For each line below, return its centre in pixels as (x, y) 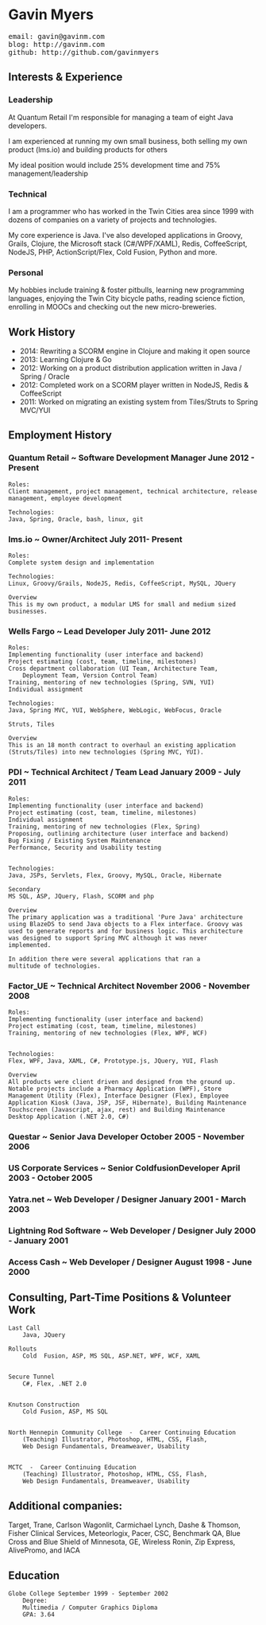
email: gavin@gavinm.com (56, 36)
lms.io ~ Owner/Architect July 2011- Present (95, 539)
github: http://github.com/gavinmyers (84, 52)
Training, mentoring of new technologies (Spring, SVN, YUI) (112, 683)
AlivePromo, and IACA (44, 1550)
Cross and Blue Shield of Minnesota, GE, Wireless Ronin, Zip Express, (122, 1542)
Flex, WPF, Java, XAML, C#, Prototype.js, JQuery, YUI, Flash (113, 1061)
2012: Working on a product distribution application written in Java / (131, 368)
